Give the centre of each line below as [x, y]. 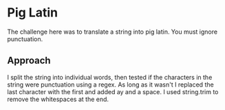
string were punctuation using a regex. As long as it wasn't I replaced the [111, 85]
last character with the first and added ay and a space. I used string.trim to [113, 91]
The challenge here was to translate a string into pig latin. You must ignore [112, 32]
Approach [29, 61]
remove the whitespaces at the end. [58, 99]
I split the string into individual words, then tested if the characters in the [110, 77]
